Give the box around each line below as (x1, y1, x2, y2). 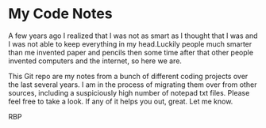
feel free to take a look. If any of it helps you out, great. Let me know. (8, 96, 233, 106)
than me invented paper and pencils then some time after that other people (8, 47, 254, 57)
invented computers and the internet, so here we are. (8, 56, 183, 66)
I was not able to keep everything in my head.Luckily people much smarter (8, 39, 253, 48)
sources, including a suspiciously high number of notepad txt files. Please (8, 88, 250, 97)
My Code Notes (8, 5, 113, 23)
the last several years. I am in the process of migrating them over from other (8, 80, 257, 89)
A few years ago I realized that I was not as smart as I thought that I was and (8, 31, 258, 40)
